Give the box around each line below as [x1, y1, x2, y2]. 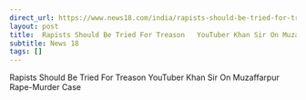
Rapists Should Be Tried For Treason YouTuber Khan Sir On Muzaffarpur [9, 72, 280, 83]
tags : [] [9, 47, 43, 56]
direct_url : [9, 13, 55, 23]
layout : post [9, 22, 59, 31]
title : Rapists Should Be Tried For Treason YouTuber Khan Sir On [9, 30, 280, 39]
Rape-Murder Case [9, 82, 82, 93]
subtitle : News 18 [9, 38, 79, 48]
